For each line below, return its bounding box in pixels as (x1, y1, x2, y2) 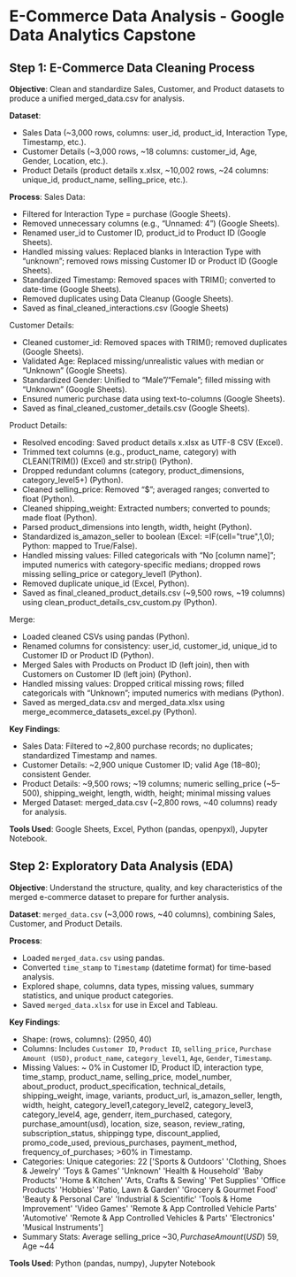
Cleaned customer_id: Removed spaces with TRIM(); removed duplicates (21, 337, 288, 347)
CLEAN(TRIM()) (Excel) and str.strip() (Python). (21, 456, 194, 466)
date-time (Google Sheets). (21, 284, 122, 294)
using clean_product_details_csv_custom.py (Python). (21, 597, 218, 607)
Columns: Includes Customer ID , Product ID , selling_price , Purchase (21, 1042, 272, 1054)
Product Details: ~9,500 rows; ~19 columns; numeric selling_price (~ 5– (21, 779, 280, 789)
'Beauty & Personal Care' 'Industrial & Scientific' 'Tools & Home (21, 1193, 253, 1204)
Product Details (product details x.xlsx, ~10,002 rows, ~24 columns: (21, 165, 269, 175)
